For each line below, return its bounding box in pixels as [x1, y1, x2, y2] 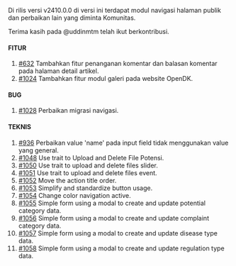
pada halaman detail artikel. [18, 67, 99, 75]
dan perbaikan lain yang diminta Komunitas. [8, 13, 136, 22]
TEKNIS [8, 123, 31, 131]
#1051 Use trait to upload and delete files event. [18, 168, 158, 177]
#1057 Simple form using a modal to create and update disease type [18, 228, 218, 237]
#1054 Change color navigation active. [18, 191, 132, 199]
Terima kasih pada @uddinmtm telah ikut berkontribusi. [8, 28, 169, 35]
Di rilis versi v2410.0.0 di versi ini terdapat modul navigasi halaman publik [8, 6, 222, 14]
